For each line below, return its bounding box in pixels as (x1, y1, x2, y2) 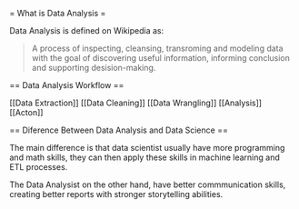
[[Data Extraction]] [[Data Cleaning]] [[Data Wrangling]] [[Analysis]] (9, 97, 262, 108)
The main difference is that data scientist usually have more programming (9, 143, 285, 153)
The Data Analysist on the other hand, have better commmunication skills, (9, 179, 286, 190)
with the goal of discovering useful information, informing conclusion (31, 53, 291, 63)
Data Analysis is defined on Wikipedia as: (9, 25, 164, 35)
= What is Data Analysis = (9, 8, 106, 18)
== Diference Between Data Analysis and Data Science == (9, 124, 229, 135)
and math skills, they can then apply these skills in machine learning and (9, 152, 280, 163)
